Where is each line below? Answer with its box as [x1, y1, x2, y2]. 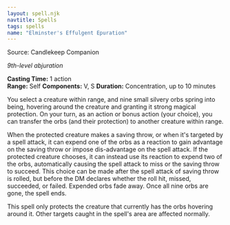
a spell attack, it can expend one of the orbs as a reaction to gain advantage [7, 138, 223, 147]
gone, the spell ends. [7, 189, 67, 197]
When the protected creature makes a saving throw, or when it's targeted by [7, 131, 224, 139]
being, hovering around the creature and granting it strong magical [7, 103, 196, 111]
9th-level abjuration [7, 61, 63, 69]
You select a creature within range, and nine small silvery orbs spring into [7, 96, 216, 104]
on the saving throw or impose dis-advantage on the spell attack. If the [7, 145, 209, 153]
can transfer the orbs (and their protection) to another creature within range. [7, 118, 224, 126]
